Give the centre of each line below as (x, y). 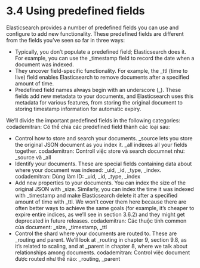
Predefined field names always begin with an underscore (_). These (98, 90)
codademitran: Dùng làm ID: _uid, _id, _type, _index (78, 176)
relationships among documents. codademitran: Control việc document (102, 252)
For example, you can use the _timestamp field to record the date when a (104, 58)
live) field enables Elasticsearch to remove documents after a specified (102, 77)
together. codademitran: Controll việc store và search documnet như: (100, 151)
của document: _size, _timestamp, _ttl (61, 227)
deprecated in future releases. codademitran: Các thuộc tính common (101, 221)
